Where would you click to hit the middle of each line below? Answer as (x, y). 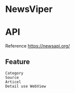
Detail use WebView (26, 86)
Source (12, 77)
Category (14, 73)
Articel (13, 82)
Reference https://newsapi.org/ (38, 46)
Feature (18, 62)
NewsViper (29, 9)
